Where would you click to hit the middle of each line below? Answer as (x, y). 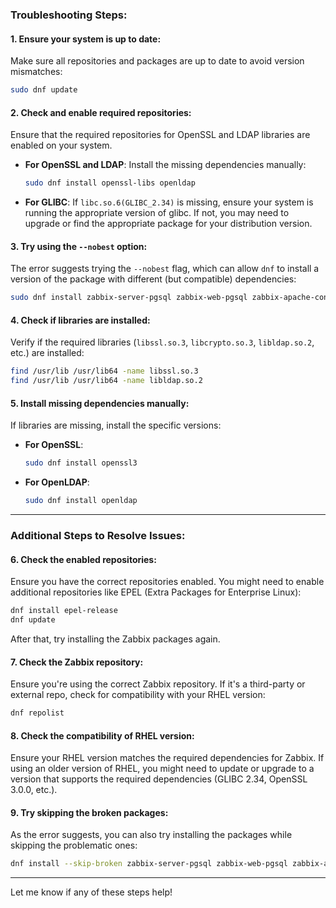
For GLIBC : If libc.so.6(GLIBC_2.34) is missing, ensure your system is (169, 202)
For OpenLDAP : (57, 482)
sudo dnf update (44, 90)
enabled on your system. (61, 145)
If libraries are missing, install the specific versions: (116, 425)
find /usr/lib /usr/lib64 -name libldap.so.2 (106, 381)
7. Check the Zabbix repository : (77, 662)
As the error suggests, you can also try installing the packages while (151, 835)
